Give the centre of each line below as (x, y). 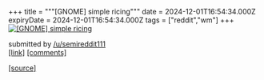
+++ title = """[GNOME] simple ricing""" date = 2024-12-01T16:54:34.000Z (132, 12)
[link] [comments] (38, 52)
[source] (22, 68)
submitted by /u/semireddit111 (57, 44)
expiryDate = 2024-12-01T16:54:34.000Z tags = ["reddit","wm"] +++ (121, 20)
